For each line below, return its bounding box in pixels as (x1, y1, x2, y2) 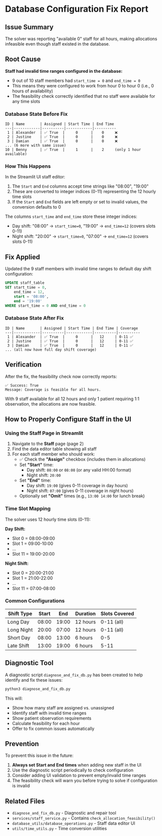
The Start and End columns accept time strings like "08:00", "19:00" (12, 183, 149, 189)
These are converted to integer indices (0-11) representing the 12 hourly (12, 189, 156, 194)
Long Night (7, 626, 33, 633)
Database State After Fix (5, 315, 64, 322)
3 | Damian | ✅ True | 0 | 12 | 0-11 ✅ (7, 343, 134, 348)
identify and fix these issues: (5, 677, 63, 683)
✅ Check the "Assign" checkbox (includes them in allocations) (19, 456, 146, 462)
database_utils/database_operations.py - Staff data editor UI (12, 820, 135, 826)
